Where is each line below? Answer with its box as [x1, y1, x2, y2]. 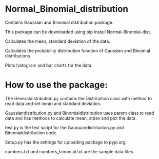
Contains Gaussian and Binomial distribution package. [5, 19, 114, 25]
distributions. [5, 53, 32, 59]
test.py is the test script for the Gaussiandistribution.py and [5, 124, 124, 130]
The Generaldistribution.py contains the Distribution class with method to [5, 95, 152, 101]
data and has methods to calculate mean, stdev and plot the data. [5, 115, 137, 121]
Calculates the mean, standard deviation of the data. [5, 38, 111, 44]
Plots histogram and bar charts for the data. [5, 62, 93, 68]
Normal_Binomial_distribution [5, 3, 128, 15]
